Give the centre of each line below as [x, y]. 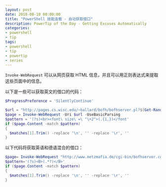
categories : [17, 28]
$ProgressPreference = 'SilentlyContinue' [49, 101]
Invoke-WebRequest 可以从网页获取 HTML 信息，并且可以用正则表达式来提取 [82, 75]
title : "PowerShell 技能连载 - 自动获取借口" [49, 19]
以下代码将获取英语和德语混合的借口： [44, 148]
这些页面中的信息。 [25, 81]
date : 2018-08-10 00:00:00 [33, 14]
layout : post [19, 10]
